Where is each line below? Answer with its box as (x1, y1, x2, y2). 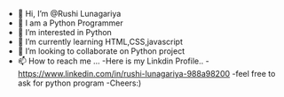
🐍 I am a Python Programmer (17, 18, 124, 28)
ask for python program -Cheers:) (17, 78, 142, 88)
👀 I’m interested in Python (17, 27, 113, 37)
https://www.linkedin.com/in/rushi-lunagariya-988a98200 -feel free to (17, 69, 276, 78)
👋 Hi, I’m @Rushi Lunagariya (17, 9, 122, 19)
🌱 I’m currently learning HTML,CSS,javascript (17, 36, 184, 47)
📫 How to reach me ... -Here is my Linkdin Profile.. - (17, 56, 210, 66)
